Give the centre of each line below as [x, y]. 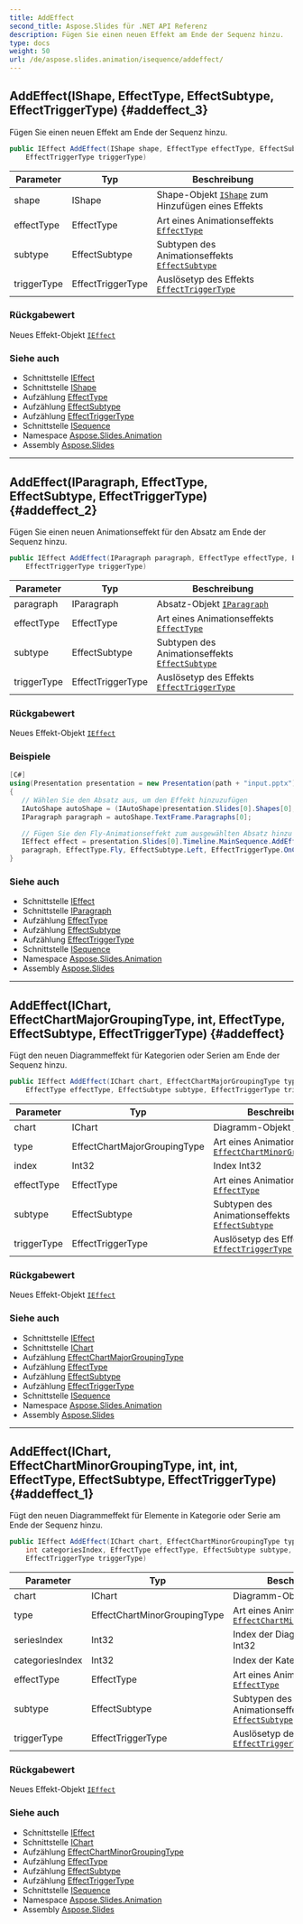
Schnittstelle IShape [60, 388]
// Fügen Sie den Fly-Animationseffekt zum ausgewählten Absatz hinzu [157, 833]
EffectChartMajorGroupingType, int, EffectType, [147, 1019]
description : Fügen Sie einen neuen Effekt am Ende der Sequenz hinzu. [147, 34]
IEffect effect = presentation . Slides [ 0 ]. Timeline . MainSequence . [147, 842]
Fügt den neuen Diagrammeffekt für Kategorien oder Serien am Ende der [145, 1055]
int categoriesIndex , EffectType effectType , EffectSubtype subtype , [159, 1550]
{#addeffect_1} [52, 1494]
